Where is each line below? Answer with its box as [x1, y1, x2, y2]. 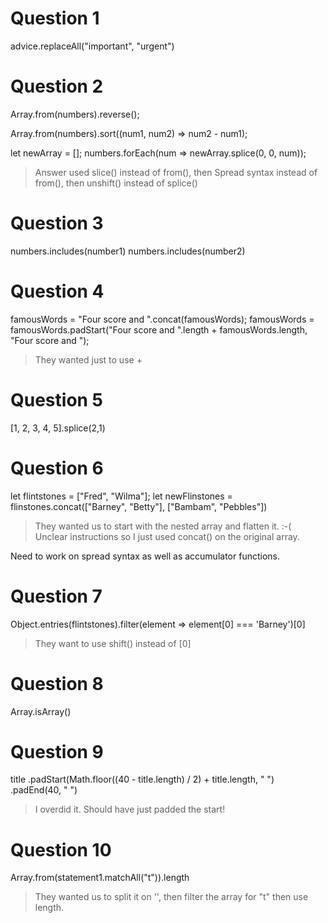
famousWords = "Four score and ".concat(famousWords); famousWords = [10, 313, 315, 325]
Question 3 [10, 212, 104, 235]
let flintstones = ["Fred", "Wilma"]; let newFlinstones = [10, 490, 233, 502]
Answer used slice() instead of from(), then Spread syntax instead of [34, 166, 318, 178]
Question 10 [10, 838, 112, 861]
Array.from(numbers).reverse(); [10, 108, 140, 120]
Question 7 [10, 585, 103, 607]
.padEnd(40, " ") [10, 784, 78, 796]
